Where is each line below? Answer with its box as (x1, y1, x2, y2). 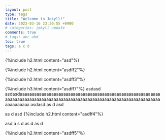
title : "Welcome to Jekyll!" (5, 16, 65, 21)
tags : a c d (5, 44, 30, 49)
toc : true (5, 39, 26, 44)
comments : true (5, 30, 36, 35)
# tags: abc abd (5, 35, 38, 40)
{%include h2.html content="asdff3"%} (5, 76, 85, 82)
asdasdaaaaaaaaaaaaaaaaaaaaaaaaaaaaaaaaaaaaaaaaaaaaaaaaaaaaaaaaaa (5, 91, 161, 97)
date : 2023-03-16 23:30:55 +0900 (5, 21, 74, 26)
